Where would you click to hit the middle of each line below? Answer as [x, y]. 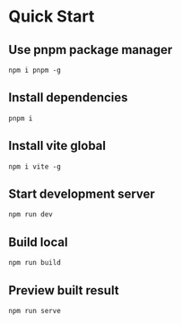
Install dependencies [68, 97]
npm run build [35, 263]
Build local [38, 242]
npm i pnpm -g [35, 70]
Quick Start [52, 17]
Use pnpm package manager [91, 50]
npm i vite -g [35, 166]
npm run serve [35, 311]
